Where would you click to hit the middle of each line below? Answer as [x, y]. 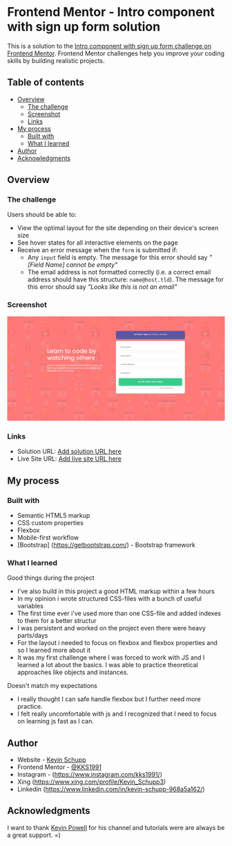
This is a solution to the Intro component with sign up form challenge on [109, 46]
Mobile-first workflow [48, 537]
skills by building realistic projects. [56, 60]
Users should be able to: [42, 215]
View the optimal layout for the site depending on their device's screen [118, 228]
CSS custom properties [50, 522]
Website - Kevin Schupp [51, 760]
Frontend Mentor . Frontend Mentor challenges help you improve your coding [116, 53]
